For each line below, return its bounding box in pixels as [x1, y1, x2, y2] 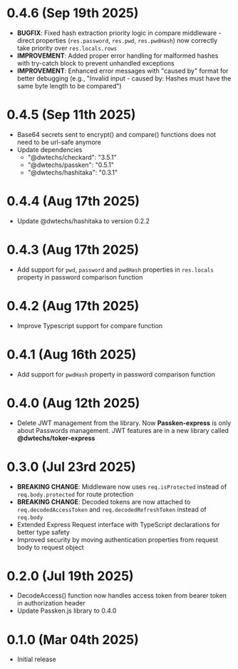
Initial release [16, 655, 56, 664]
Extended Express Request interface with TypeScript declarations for [16, 520, 220, 528]
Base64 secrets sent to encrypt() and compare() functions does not [16, 130, 217, 138]
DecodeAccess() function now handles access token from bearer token [16, 591, 227, 600]
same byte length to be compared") [16, 81, 122, 90]
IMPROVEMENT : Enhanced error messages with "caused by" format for [16, 66, 229, 75]
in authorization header [16, 599, 86, 608]
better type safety [16, 528, 71, 536]
